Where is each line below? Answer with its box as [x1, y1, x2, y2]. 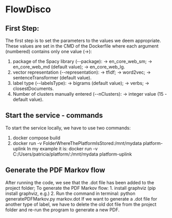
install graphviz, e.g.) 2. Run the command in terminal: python [5, 190, 136, 197]
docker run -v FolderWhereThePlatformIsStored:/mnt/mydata [12, 140, 142, 146]
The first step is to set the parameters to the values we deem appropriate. [5, 37, 161, 43]
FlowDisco [5, 4, 51, 15]
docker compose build [12, 135, 61, 141]
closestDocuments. [12, 85, 54, 92]
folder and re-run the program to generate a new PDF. [5, 206, 120, 213]
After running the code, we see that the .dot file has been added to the [5, 179, 155, 185]
